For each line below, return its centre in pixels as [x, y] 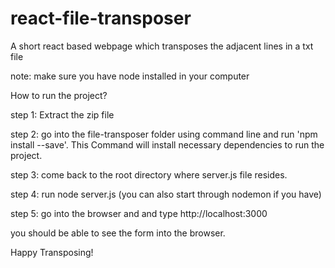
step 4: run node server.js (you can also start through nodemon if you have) [166, 194]
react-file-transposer [101, 18]
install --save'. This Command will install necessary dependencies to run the [167, 144]
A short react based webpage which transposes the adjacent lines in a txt [162, 46]
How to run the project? [59, 95]
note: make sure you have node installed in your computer [130, 76]
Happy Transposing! [52, 252]
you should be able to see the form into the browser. [118, 233]
